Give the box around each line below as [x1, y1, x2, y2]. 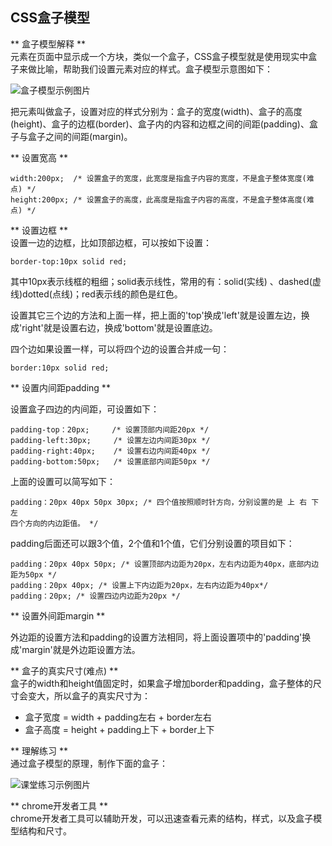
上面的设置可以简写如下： [10, 475, 116, 487]
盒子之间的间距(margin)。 [27, 130, 133, 142]
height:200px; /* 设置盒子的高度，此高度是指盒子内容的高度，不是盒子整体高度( [10, 194, 307, 205]
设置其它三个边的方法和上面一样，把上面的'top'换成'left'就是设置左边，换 [10, 309, 310, 321]
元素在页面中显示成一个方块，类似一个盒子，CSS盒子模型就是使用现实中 [10, 50, 309, 62]
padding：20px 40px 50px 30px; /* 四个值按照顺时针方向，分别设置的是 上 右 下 [10, 497, 320, 507]
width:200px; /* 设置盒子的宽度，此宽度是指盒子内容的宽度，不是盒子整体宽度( [10, 173, 307, 183]
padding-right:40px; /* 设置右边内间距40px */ [10, 446, 211, 456]
